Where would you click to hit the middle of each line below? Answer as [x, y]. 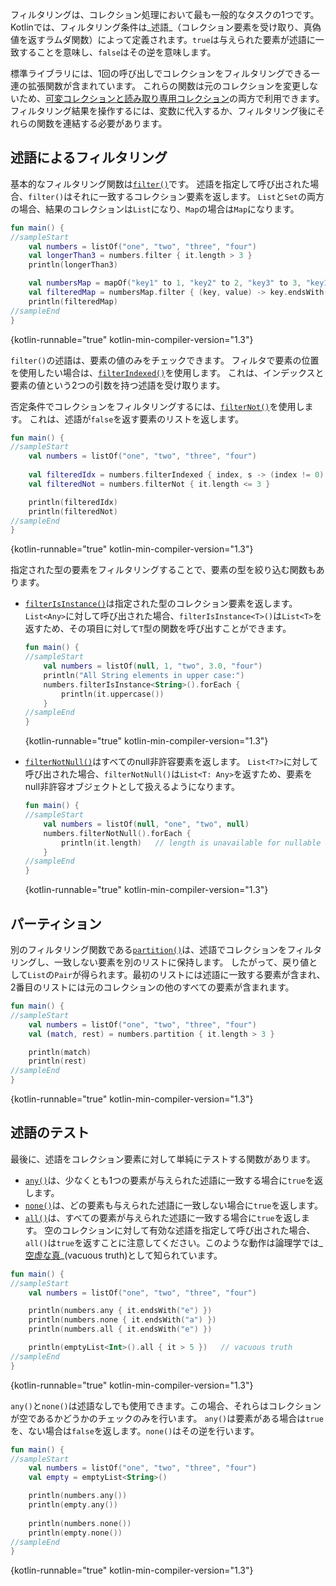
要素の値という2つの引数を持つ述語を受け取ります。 [118, 385]
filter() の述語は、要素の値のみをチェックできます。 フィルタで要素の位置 [165, 360]
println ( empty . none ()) [75, 1533]
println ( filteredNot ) [73, 511]
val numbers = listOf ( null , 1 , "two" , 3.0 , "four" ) [153, 666]
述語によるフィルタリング [89, 158]
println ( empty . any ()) [73, 1505]
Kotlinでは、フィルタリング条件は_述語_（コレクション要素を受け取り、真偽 [166, 27]
